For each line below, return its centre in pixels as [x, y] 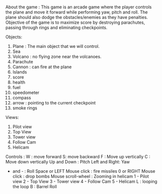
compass [22, 98]
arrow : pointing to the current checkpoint [54, 103]
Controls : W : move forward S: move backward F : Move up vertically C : [78, 157]
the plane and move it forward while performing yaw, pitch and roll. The [77, 12]
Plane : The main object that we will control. [56, 46]
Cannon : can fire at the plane [42, 67]
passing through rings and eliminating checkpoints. [57, 28]
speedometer [26, 92]
